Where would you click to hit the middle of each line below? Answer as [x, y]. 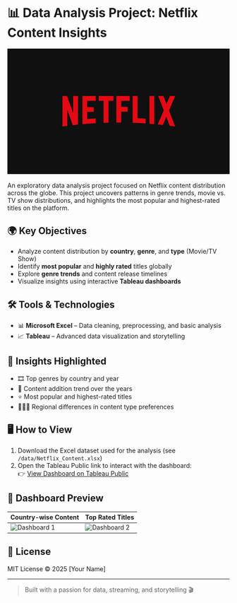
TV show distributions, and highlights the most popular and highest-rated [114, 200]
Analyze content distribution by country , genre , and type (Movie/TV [117, 252]
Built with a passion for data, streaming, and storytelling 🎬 [109, 590]
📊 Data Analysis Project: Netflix [103, 13]
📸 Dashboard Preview [55, 498]
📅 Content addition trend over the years [75, 388]
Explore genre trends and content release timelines [92, 274]
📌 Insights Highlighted [57, 361]
